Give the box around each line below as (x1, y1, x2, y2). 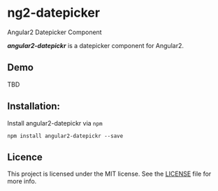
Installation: (7, 100, 61, 112)
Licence (7, 151, 43, 163)
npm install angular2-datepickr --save (7, 132, 124, 139)
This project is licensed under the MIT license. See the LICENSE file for (7, 169, 212, 178)
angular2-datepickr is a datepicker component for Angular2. (7, 41, 184, 49)
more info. (7, 177, 37, 185)
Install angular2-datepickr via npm (7, 119, 103, 127)
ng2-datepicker (7, 5, 100, 21)
